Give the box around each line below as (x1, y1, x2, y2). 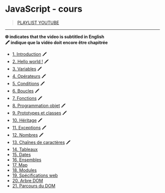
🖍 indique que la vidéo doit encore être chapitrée (5, 39, 108, 45)
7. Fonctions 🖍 (12, 95, 43, 101)
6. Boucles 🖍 (12, 88, 40, 94)
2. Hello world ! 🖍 (12, 58, 49, 64)
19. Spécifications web (12, 172, 58, 178)
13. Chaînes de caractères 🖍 (12, 139, 71, 145)
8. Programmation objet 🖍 (12, 102, 66, 108)
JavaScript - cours (5, 3, 82, 15)
